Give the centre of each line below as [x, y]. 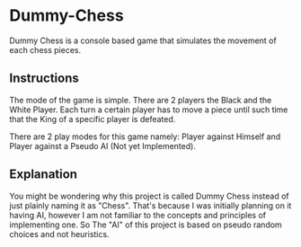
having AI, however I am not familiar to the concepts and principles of [138, 215]
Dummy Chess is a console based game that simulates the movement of [143, 40]
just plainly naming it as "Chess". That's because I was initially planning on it [150, 205]
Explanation [44, 175]
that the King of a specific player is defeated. [93, 119]
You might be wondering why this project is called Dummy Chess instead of [149, 196]
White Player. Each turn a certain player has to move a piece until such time [149, 110]
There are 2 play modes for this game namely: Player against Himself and [145, 137]
